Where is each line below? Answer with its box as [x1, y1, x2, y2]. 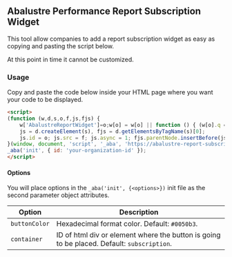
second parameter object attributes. [7, 191, 110, 199]
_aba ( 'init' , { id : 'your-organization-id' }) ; [7, 147, 147, 154]
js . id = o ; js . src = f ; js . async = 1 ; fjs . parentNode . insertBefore [19, 134, 218, 141]
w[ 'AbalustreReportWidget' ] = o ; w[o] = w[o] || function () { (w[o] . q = [19, 121, 227, 128]
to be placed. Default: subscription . [56, 239, 173, 249]
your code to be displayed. [7, 96, 84, 104]
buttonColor [10, 220, 50, 228]
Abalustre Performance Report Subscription [7, 6, 202, 17]
